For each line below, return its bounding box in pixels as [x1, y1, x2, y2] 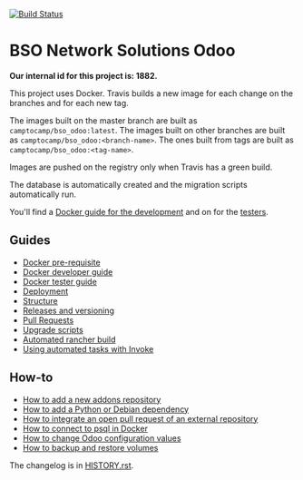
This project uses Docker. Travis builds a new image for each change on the [9, 87, 293, 99]
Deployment [22, 286, 69, 297]
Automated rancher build [22, 334, 116, 345]
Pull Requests [22, 314, 74, 326]
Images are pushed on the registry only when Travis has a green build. [9, 162, 273, 172]
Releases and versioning [22, 305, 115, 316]
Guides [9, 232, 52, 249]
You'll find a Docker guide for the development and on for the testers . [9, 206, 269, 217]
